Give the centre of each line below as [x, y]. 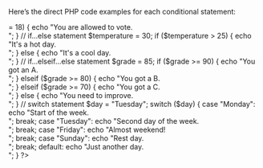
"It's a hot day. [32, 44]
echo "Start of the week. [49, 113]
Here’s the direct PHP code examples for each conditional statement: [122, 12]
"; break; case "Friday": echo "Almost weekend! [87, 129]
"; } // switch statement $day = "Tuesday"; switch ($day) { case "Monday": [132, 104]
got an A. [23, 70]
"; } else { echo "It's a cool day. [60, 53]
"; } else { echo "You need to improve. [71, 95]
